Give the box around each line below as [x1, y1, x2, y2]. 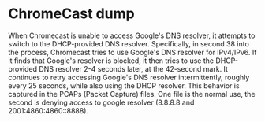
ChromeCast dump [8, 5, 136, 23]
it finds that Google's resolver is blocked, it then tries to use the [8, 56, 215, 65]
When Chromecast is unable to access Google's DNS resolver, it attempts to [8, 31, 256, 40]
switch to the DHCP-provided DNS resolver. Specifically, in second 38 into [8, 39, 250, 48]
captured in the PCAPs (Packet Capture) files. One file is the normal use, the [8, 89, 256, 98]
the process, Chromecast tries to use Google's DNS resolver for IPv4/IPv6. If [8, 47, 257, 57]
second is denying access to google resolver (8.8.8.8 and [8, 98, 195, 107]
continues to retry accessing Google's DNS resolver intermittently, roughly [8, 72, 250, 82]
